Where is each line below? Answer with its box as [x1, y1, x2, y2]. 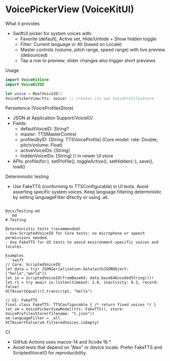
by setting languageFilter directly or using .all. [12, 194, 109, 200]
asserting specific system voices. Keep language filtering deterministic [12, 189, 162, 195]
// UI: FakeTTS [5, 298, 38, 303]
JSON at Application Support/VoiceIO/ [12, 115, 93, 121]
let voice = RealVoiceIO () [5, 91, 63, 96]
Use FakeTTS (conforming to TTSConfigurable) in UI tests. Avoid [12, 184, 149, 190]
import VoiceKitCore [5, 77, 50, 82]
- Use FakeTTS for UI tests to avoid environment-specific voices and [5, 240, 159, 245]
